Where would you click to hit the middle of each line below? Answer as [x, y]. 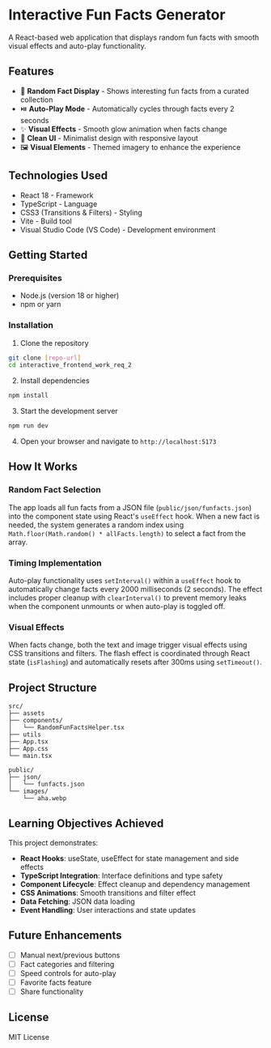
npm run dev [28, 426]
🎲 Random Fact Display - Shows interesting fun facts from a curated [134, 91]
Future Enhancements [66, 936]
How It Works [43, 467]
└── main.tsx [30, 756]
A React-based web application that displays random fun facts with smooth [134, 37]
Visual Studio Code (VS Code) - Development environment [118, 229]
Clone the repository [54, 343]
